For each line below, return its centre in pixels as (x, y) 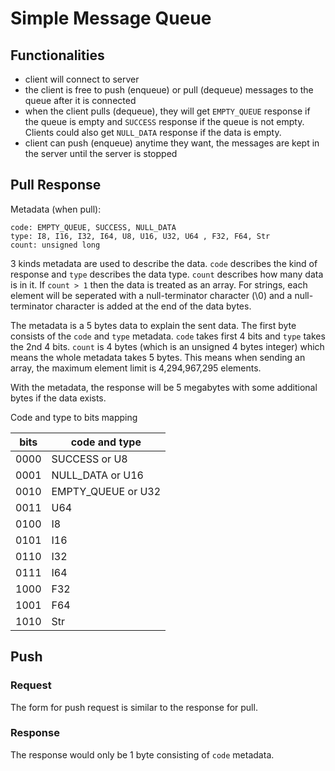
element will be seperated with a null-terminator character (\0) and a (151, 295)
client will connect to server (82, 79)
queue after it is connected (80, 100)
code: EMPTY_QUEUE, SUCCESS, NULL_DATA (93, 227)
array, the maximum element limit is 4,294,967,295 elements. (136, 368)
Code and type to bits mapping (74, 417)
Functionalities (57, 55)
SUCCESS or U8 (89, 459)
